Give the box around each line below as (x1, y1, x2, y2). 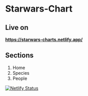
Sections (5, 51, 34, 60)
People (12, 75, 28, 81)
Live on (5, 23, 29, 32)
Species (12, 70, 30, 76)
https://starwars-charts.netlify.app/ (5, 36, 83, 42)
